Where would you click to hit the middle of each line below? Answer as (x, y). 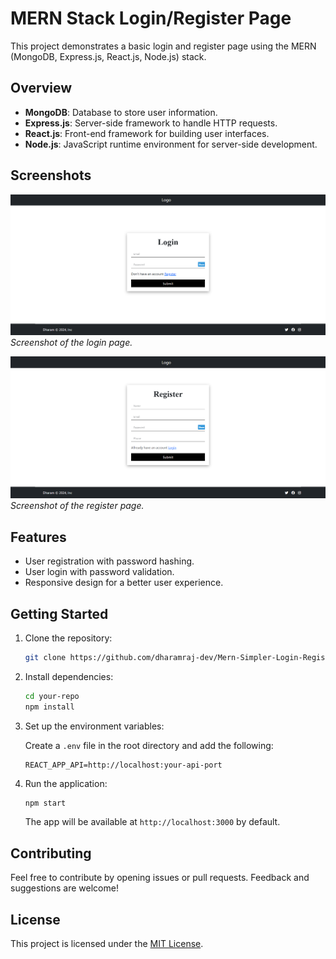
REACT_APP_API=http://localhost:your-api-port (123, 765)
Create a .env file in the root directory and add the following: (149, 745)
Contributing (51, 853)
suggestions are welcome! (64, 888)
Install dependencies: (69, 676)
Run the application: (66, 783)
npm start (45, 803)
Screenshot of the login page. (71, 343)
